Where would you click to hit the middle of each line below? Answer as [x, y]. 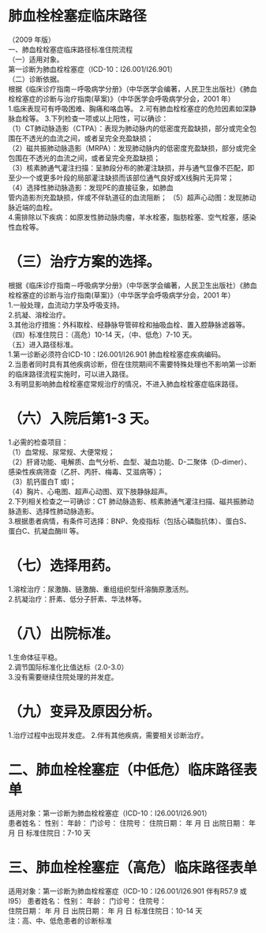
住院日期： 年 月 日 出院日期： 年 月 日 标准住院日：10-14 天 [105, 911]
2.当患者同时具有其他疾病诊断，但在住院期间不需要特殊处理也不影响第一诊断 [132, 364]
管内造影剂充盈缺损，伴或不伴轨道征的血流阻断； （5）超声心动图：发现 [126, 197]
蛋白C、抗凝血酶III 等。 [46, 530]
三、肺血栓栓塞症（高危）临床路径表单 [133, 867]
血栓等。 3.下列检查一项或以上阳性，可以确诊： [92, 118]
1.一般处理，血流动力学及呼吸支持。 [66, 305]
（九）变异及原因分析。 [84, 712]
